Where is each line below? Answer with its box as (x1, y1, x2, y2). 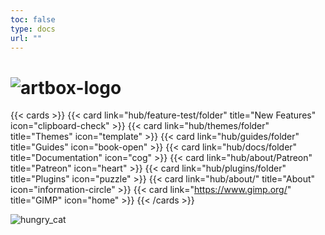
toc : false (10, 14, 56, 25)
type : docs (10, 24, 56, 34)
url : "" (10, 33, 43, 43)
